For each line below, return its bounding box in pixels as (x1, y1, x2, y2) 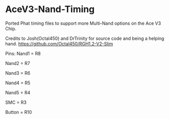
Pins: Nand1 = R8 (5, 50, 41, 56)
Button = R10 (5, 109, 32, 115)
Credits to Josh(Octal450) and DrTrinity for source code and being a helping (5, 35, 164, 41)
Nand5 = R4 (5, 89, 30, 95)
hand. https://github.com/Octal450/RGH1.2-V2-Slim (5, 40, 113, 46)
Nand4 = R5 (5, 80, 30, 86)
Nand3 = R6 (5, 70, 30, 76)
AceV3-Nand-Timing (5, 4, 95, 15)
